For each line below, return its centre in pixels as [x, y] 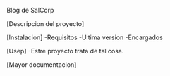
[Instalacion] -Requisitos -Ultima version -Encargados [85, 37]
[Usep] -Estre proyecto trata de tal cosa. [65, 51]
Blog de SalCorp [30, 10]
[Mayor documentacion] [42, 65]
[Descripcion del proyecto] [45, 24]
